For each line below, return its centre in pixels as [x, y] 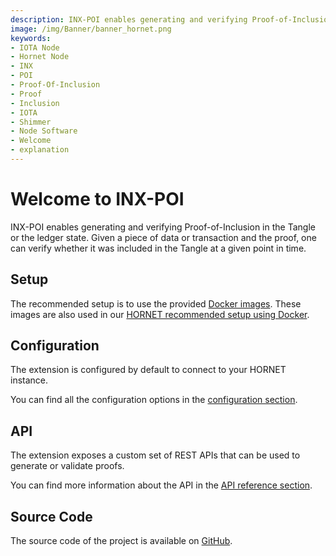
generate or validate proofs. [67, 466]
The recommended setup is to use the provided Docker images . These [156, 303]
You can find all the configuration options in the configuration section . [154, 400]
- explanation [40, 150]
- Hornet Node [40, 57]
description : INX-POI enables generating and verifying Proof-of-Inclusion [171, 19]
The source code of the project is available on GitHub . [121, 541]
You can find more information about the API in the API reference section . [161, 485]
